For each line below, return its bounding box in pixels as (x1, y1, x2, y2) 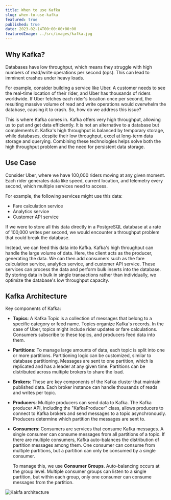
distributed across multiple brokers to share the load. (12, 369, 124, 375)
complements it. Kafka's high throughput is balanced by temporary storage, (5, 127, 164, 133)
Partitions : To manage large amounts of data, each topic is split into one (12, 347, 165, 353)
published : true (5, 22, 40, 27)
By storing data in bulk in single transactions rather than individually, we (5, 272, 157, 278)
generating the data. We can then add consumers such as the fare (5, 255, 144, 261)
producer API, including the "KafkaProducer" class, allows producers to (12, 405, 164, 411)
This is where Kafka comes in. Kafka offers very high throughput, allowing (5, 116, 161, 122)
